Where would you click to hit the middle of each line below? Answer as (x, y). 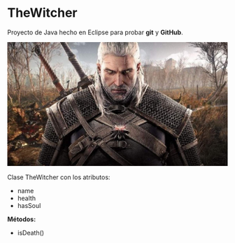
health (27, 198)
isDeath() (30, 233)
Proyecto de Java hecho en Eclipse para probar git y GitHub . (95, 32)
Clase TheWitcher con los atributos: (59, 177)
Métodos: (22, 219)
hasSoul (29, 206)
